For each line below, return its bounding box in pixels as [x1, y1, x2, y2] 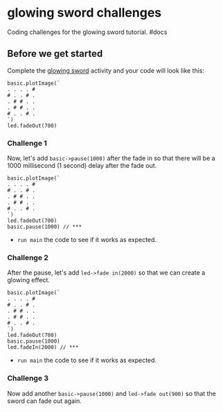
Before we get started [7, 48, 103, 60]
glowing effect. [7, 276, 51, 284]
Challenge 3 [7, 373, 49, 383]
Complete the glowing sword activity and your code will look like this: [7, 66, 205, 74]
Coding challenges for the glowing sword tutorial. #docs [7, 28, 168, 36]
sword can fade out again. [7, 397, 82, 405]
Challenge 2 [7, 252, 48, 262]
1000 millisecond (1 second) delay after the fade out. [7, 162, 157, 170]
